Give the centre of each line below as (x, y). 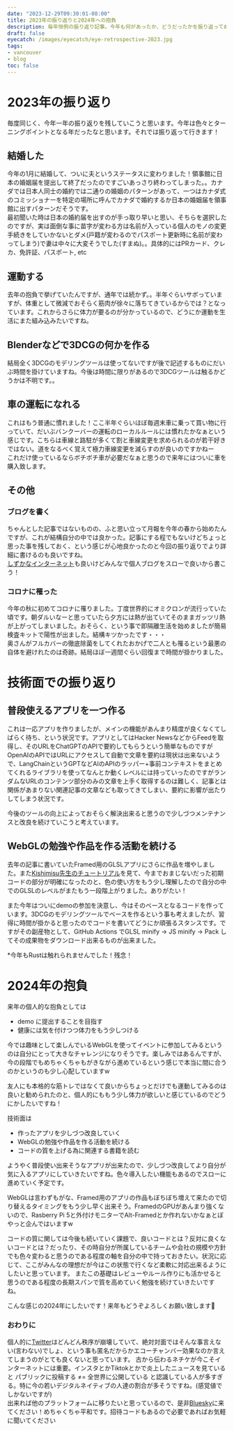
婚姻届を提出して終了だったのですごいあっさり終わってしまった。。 (115, 183)
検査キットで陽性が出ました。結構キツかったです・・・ (86, 634)
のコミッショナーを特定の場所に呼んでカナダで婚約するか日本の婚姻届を (111, 200)
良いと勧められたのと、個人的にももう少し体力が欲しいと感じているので (111, 1094)
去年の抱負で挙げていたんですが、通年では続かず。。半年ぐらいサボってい (112, 294)
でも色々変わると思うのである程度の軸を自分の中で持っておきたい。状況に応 (117, 1256)
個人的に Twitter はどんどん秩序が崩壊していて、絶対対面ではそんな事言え (111, 1342)
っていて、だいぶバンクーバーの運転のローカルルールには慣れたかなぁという (117, 431)
